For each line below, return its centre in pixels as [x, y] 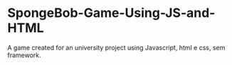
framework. [24, 55]
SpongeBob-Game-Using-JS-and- [111, 13]
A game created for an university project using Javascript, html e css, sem [116, 47]
